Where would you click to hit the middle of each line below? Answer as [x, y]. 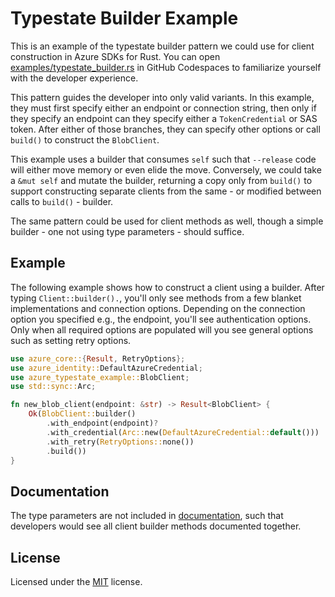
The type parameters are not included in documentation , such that [147, 516]
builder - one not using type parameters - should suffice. [127, 231]
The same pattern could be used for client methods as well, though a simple [167, 221]
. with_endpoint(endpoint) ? [102, 423]
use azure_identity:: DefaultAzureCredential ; [106, 368]
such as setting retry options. [71, 340]
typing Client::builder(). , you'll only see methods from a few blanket [156, 298]
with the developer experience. [74, 78]
